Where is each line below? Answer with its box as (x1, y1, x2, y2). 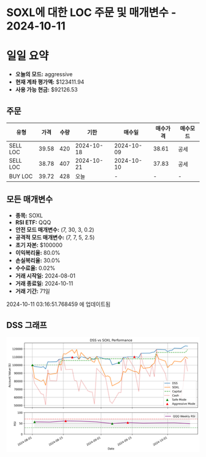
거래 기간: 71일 (15, 287, 50, 295)
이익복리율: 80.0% (15, 249, 61, 256)
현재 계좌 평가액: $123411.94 (15, 78, 85, 86)
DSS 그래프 (6, 320, 47, 330)
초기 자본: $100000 (15, 241, 63, 249)
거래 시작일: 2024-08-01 (15, 271, 75, 279)
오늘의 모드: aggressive (15, 71, 73, 78)
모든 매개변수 (6, 194, 53, 205)
